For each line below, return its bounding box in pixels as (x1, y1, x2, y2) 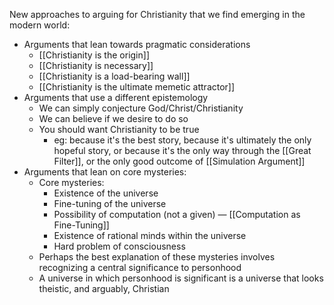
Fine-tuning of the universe (53, 198, 167, 209)
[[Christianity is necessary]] (38, 60, 154, 71)
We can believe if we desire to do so (38, 113, 189, 124)
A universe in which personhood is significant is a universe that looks (38, 272, 324, 284)
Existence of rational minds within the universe (53, 230, 247, 241)
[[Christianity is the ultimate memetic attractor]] (38, 81, 236, 93)
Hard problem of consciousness (53, 240, 186, 252)
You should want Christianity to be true (38, 124, 200, 135)
